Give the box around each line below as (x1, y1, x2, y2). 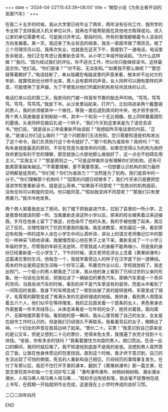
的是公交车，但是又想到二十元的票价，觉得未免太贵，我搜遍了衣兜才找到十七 (5, 331, 163, 337)
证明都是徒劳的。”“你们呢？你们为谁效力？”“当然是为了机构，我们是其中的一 (5, 170, 160, 176)
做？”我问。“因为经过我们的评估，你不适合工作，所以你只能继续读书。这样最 (5, 59, 162, 65)
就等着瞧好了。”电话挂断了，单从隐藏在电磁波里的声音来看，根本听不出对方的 (5, 72, 163, 77)
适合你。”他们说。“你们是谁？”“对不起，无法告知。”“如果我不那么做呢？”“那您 (5, 65, 161, 71)
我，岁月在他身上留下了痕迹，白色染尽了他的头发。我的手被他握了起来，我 (5, 218, 158, 224)
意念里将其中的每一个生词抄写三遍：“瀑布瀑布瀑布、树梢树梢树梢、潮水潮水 (5, 369, 161, 375)
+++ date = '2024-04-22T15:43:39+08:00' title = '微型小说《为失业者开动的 (5, 5, 162, 10)
